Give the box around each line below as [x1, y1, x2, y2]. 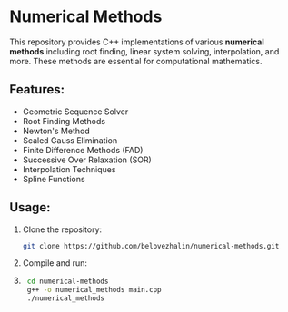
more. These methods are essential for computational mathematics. [9, 55, 263, 66]
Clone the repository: [22, 224, 103, 235]
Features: [9, 82, 65, 97]
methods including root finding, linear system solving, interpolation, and [9, 45, 280, 56]
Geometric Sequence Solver [22, 106, 129, 117]
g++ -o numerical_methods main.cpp [26, 286, 162, 295]
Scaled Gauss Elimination [22, 134, 118, 146]
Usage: [9, 200, 52, 215]
